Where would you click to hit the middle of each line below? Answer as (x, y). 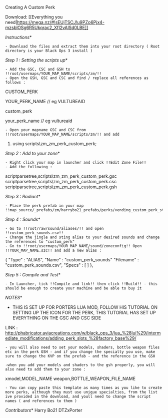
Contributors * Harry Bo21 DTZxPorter (44, 410)
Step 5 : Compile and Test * (33, 275)
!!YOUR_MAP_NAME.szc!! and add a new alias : (53, 250)
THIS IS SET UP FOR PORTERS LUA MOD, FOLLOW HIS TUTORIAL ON (85, 307)
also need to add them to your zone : (45, 369)
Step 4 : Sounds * (23, 219)
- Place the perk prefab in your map (44, 206)
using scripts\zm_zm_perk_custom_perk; (54, 144)
